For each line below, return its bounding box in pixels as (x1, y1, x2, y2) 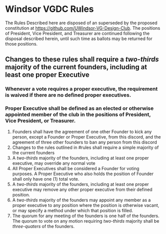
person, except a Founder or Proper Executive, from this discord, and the (12, 134, 161, 140)
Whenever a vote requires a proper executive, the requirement (5, 86, 158, 93)
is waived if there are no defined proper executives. (5, 92, 131, 98)
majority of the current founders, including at (5, 63, 147, 71)
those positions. (5, 41, 38, 47)
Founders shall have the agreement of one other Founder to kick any (12, 129, 152, 135)
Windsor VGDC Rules (5, 3, 94, 15)
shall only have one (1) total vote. (12, 176, 80, 182)
